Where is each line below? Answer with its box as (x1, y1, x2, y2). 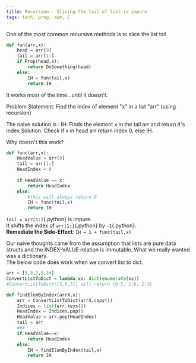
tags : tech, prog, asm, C (6, 14, 70, 20)
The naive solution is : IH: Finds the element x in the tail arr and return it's (6, 120, 185, 128)
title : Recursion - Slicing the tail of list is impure (6, 8, 147, 15)
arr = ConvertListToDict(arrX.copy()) (17, 297, 113, 303)
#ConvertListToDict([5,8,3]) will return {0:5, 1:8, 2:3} (6, 281, 153, 287)
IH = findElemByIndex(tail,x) (27, 347, 102, 353)
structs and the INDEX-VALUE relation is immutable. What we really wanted (6, 246, 190, 253)
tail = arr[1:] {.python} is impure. (6, 216, 92, 223)
